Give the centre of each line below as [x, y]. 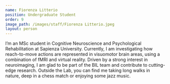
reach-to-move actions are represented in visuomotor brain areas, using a [83, 54]
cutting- [157, 65]
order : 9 [14, 19]
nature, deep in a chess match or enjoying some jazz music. [68, 76]
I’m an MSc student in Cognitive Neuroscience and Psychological [73, 43]
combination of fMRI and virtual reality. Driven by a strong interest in [77, 60]
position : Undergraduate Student [41, 15]
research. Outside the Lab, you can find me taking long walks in [84, 71]
